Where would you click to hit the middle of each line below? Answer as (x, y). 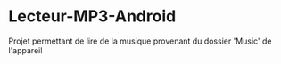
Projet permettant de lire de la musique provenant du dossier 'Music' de (140, 41)
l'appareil (25, 50)
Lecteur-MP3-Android (92, 16)
